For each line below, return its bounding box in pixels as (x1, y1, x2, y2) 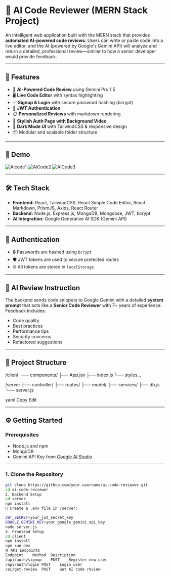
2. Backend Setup (5, 492, 42, 497)
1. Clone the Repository (5, 471, 63, 478)
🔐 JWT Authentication (12, 105, 61, 111)
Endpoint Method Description (5, 553, 76, 558)
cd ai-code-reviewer (5, 487, 49, 492)
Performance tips (12, 328, 49, 334)
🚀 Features (5, 73, 40, 81)
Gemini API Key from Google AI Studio (12, 454, 93, 460)
